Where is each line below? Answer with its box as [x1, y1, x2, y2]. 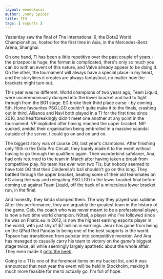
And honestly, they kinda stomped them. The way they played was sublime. [5, 196, 157, 203]
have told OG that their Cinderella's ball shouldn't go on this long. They [5, 167, 147, 172]
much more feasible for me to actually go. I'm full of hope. [5, 268, 122, 274]
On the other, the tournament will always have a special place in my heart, [5, 69, 154, 76]
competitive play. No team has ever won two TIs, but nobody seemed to [5, 161, 150, 167]
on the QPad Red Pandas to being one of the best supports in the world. [5, 228, 150, 234]
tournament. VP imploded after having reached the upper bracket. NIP [5, 121, 146, 127]
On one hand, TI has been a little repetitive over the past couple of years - [5, 54, 154, 60]
